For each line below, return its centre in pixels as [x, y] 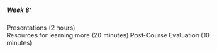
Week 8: [19, 10]
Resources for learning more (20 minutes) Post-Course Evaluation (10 [108, 35]
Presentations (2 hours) [41, 28]
